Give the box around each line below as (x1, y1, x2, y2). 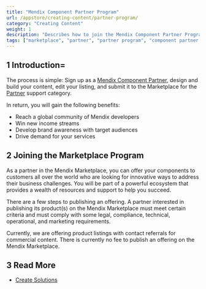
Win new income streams (15, 119, 80, 127)
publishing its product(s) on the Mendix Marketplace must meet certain (6, 205, 186, 212)
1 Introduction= (6, 60, 66, 70)
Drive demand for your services (15, 132, 96, 140)
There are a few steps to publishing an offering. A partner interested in (6, 198, 185, 205)
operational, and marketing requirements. (6, 217, 111, 225)
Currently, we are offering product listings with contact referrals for (6, 229, 176, 236)
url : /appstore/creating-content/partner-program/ (6, 15, 139, 21)
